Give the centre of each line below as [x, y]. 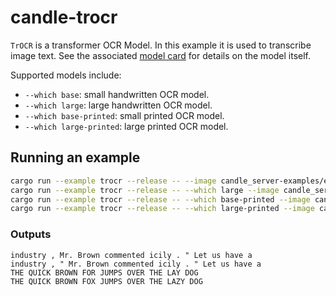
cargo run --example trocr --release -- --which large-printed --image [162, 209]
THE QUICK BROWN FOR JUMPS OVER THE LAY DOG [104, 272]
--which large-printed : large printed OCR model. [126, 126]
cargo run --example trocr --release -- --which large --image [145, 190]
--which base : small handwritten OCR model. [117, 94]
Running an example [75, 157]
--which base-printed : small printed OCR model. [124, 115]
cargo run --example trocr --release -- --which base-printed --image [160, 199]
